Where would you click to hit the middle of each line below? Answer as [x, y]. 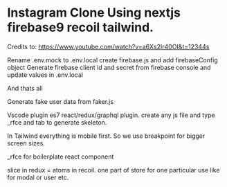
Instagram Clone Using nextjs [94, 13]
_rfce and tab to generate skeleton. [57, 122]
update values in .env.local [45, 75]
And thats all [25, 88]
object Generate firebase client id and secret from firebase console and [109, 67]
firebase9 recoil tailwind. [81, 27]
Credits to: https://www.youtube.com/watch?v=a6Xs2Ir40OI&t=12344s [108, 46]
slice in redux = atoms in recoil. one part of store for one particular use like [113, 170]
